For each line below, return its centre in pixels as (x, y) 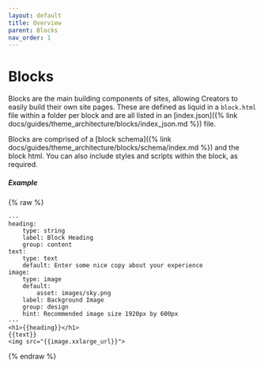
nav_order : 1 (30, 38)
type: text (40, 259)
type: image (42, 279)
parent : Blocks (33, 30)
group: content (47, 245)
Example (23, 182)
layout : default (35, 15)
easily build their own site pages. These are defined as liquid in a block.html (132, 107)
